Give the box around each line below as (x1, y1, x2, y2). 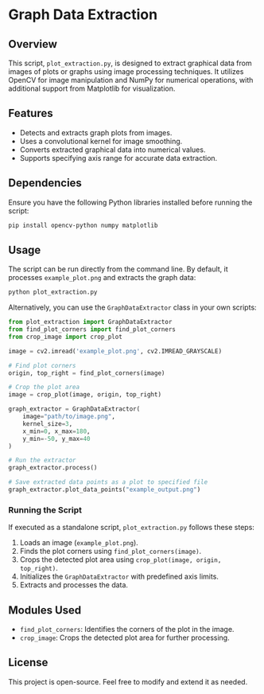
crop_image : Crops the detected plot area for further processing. (19, 633, 230, 642)
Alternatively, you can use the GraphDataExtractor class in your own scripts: (8, 302, 257, 312)
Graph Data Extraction (8, 6, 157, 24)
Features (8, 107, 53, 120)
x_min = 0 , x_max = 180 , (22, 427, 91, 435)
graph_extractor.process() (8, 464, 98, 472)
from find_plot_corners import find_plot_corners (8, 326, 177, 333)
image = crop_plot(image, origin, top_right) (8, 391, 161, 399)
